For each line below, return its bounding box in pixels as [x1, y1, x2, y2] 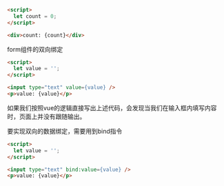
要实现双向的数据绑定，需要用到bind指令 [7, 127, 123, 135]
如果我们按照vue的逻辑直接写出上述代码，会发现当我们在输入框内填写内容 [7, 103, 217, 112]
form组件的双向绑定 [7, 45, 63, 53]
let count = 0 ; [13, 12, 57, 20]
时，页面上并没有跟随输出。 [7, 112, 86, 121]
